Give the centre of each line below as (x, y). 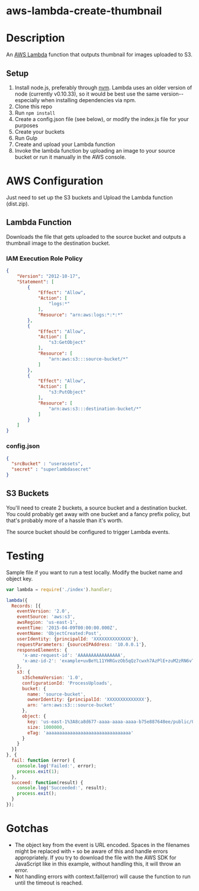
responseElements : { (42, 650)
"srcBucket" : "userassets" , (47, 464)
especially (27, 100)
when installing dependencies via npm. (88, 100)
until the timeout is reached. (49, 883)
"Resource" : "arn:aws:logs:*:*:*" (80, 315)
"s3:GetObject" (67, 343)
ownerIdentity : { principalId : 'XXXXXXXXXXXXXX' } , (90, 700)
